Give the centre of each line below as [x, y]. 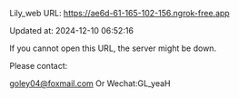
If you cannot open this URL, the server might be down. [113, 48]
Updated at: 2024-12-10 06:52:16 [72, 30]
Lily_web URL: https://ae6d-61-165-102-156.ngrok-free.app [119, 13]
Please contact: [39, 66]
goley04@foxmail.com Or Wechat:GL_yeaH [90, 83]
